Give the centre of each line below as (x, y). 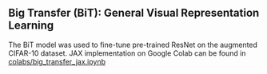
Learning (31, 26)
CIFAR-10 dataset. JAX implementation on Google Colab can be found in (127, 53)
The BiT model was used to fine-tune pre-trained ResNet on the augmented (133, 45)
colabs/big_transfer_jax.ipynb (57, 61)
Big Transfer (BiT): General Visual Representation (134, 13)
